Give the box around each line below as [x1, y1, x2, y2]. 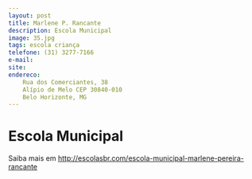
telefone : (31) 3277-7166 [8, 49, 94, 56]
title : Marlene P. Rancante [8, 19, 102, 27]
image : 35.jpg [8, 33, 56, 42]
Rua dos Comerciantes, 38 [22, 78, 109, 86]
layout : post [8, 11, 52, 20]
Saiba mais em [8, 154, 57, 163]
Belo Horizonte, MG [22, 93, 87, 101]
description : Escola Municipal [8, 26, 112, 34]
